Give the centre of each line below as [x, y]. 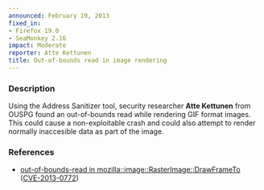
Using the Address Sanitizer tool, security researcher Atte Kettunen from [130, 106]
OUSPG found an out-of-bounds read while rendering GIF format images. [130, 115]
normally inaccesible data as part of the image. [86, 131]
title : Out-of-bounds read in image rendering [88, 61]
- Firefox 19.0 [34, 30]
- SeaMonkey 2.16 [37, 38]
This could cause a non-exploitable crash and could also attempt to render [132, 123]
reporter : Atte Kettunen [50, 53]
